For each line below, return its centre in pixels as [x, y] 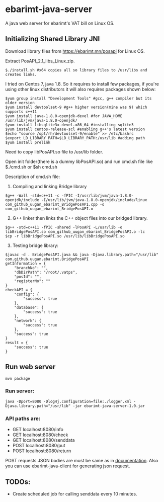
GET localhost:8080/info [38, 430]
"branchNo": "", [31, 268]
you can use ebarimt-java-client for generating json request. [68, 466]
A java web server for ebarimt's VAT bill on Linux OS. [60, 23]
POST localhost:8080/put [39, 446]
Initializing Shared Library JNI [53, 39]
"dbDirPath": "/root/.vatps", [46, 272]
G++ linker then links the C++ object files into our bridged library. [80, 218]
